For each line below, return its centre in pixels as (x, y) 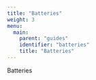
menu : (15, 26)
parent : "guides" (44, 39)
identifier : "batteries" (54, 45)
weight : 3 (21, 20)
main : (21, 32)
